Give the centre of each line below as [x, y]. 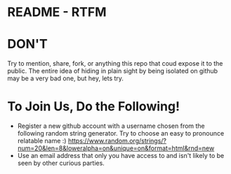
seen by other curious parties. [61, 163]
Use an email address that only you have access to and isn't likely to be [121, 156]
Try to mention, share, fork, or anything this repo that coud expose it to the [115, 64]
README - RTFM [57, 12]
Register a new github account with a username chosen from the [111, 126]
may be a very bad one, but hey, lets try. [66, 78]
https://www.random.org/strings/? [117, 141]
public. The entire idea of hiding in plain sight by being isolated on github [113, 71]
